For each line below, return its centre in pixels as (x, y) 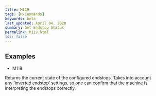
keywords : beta (20, 19)
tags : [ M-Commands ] (25, 14)
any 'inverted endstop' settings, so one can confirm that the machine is (76, 83)
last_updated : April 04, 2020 (36, 23)
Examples (20, 57)
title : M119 (17, 10)
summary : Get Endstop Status (35, 28)
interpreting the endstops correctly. (41, 88)
